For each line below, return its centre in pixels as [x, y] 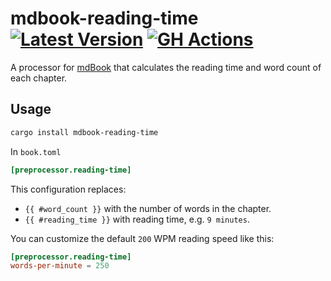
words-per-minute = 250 [60, 266]
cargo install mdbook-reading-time [84, 132]
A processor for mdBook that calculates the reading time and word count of [166, 67]
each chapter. [39, 78]
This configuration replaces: [68, 189]
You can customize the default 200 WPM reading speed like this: [142, 238]
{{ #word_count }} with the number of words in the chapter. [148, 208]
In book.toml [36, 151]
